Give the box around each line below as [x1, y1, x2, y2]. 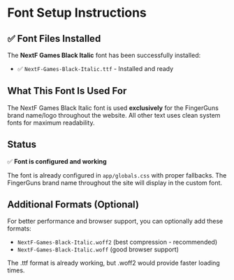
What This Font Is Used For [7, 85, 127, 97]
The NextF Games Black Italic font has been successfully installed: [7, 51, 201, 59]
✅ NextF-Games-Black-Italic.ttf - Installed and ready [17, 65, 174, 72]
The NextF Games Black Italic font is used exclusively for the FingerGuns [7, 103, 219, 112]
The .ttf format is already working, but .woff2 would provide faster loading [7, 259, 220, 267]
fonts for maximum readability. [7, 118, 95, 127]
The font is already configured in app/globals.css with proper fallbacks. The [7, 171, 227, 179]
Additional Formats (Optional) [7, 199, 140, 210]
